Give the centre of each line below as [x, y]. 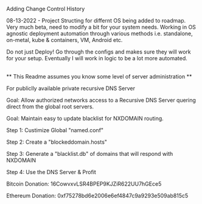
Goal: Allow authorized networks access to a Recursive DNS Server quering [101, 100]
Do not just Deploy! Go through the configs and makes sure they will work [99, 52]
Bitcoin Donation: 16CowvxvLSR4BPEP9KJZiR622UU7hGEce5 [84, 184]
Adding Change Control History [46, 9]
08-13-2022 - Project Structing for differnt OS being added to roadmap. [96, 20]
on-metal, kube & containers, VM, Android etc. [64, 40]
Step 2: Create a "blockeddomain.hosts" [57, 142]
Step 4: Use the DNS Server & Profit [51, 172]
